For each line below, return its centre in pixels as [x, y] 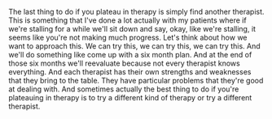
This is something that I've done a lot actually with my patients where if [127, 20]
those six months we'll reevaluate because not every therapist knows [124, 63]
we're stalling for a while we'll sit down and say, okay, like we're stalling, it [132, 29]
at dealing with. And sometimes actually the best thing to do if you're [124, 89]
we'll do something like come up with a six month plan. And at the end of [130, 55]
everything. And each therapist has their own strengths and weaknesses [130, 72]
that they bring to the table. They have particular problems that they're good [136, 81]
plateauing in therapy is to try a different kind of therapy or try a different [130, 98]
